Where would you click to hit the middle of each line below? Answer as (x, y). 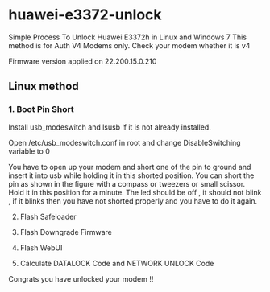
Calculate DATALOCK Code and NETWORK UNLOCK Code (117, 263)
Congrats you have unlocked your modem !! (81, 278)
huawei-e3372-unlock (85, 15)
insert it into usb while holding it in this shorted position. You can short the (131, 175)
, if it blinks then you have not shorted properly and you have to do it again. (133, 201)
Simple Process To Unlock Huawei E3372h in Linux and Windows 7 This (128, 37)
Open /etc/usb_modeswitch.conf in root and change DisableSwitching (125, 142)
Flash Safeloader (48, 216)
